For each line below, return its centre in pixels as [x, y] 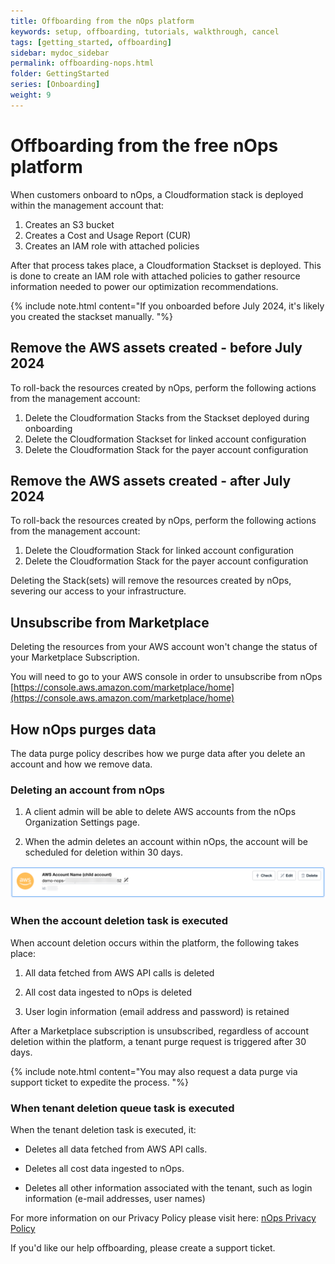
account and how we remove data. [81, 764]
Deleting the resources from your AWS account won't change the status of [164, 647]
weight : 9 [31, 95]
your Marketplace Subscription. [75, 657]
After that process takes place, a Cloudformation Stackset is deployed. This [166, 265]
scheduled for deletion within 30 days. [104, 852]
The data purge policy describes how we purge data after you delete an [158, 753]
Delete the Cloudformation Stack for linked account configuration [159, 551]
